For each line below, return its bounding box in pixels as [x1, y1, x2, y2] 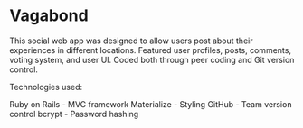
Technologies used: [9, 81, 83, 92]
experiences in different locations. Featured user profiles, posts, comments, [9, 44, 292, 55]
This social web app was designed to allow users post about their [9, 35, 253, 46]
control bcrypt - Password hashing [9, 108, 139, 119]
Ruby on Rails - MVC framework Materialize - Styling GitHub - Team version [9, 98, 292, 109]
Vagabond [9, 5, 89, 26]
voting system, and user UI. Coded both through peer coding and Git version [9, 54, 295, 65]
